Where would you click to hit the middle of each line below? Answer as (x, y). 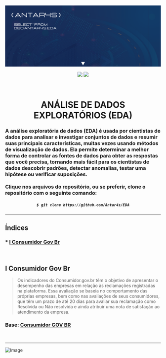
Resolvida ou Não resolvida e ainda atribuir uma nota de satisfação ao (88, 307)
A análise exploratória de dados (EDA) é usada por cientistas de (83, 131)
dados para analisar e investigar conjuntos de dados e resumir (82, 137)
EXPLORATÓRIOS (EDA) (83, 115)
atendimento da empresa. (43, 312)
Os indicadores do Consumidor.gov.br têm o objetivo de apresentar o (88, 281)
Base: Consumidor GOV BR (38, 325)
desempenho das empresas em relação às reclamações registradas (86, 286)
